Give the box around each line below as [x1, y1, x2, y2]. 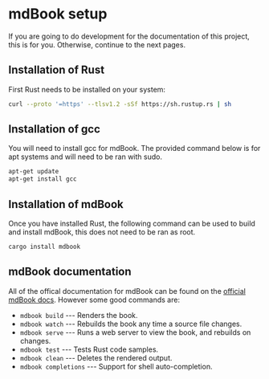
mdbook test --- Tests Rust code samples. [19, 344, 159, 354]
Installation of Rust [8, 63, 105, 77]
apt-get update [8, 168, 59, 176]
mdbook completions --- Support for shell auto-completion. [19, 361, 213, 371]
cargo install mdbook [8, 242, 81, 251]
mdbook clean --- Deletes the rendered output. [19, 353, 173, 362]
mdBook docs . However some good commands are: [8, 295, 181, 304]
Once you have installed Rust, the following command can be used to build [8, 218, 255, 228]
